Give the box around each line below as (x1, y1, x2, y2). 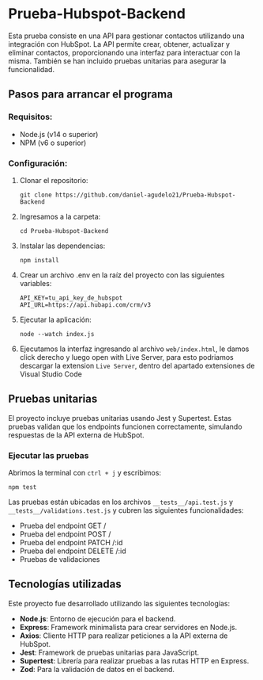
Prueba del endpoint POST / (19, 529, 111, 539)
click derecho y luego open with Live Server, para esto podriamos (19, 352, 235, 361)
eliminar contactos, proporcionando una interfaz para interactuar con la (8, 48, 241, 57)
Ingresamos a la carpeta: (19, 212, 101, 221)
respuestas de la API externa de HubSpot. (8, 430, 145, 440)
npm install (19, 256, 59, 264)
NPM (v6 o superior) (19, 138, 87, 147)
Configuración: (8, 158, 68, 169)
